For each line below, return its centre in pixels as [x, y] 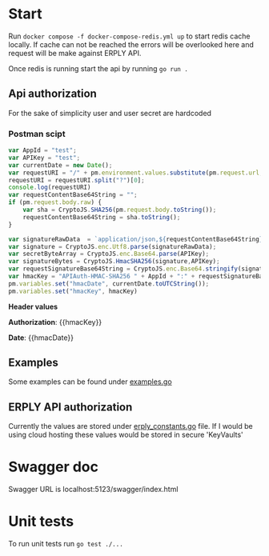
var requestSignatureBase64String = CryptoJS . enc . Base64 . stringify [123, 269]
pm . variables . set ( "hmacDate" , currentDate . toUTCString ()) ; [109, 284]
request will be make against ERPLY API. [75, 53]
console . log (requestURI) [50, 188]
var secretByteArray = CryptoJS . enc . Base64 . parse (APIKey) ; [109, 254]
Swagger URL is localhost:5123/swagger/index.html [93, 490]
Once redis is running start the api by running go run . [98, 68]
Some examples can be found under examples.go [90, 382]
